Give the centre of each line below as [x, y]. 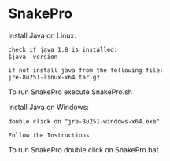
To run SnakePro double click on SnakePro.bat [83, 149]
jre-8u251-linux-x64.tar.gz [54, 77]
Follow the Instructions [49, 135]
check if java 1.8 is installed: [63, 49]
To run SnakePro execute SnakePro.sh [70, 92]
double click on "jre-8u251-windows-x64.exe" [84, 121]
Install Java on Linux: [42, 35]
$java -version [33, 57]
